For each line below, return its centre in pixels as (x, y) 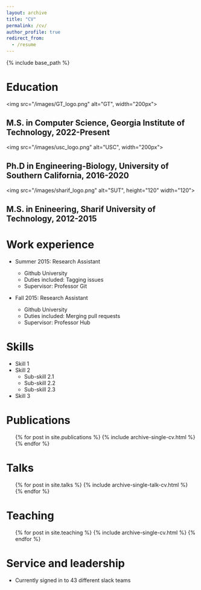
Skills (20, 347)
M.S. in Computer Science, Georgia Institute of (96, 123)
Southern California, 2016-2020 (68, 176)
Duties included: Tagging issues (64, 279)
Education (32, 87)
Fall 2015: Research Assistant (51, 297)
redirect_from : (25, 38)
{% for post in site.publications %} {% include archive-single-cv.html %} (105, 437)
